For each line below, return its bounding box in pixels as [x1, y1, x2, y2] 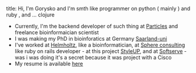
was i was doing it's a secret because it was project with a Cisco [14, 54, 172, 61]
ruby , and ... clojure [6, 11, 55, 18]
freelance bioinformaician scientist [14, 29, 99, 36]
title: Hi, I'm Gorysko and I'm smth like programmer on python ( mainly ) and [6, 5, 191, 12]
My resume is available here [14, 60, 83, 67]
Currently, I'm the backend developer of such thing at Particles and [14, 23, 178, 29]
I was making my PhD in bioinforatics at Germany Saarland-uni [14, 35, 167, 42]
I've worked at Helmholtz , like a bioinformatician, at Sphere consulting [14, 41, 185, 48]
